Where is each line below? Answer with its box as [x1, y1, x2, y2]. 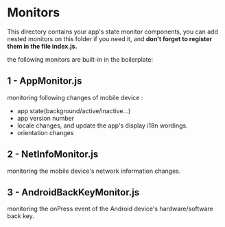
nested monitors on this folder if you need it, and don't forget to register [7, 34, 213, 43]
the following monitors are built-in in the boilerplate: [7, 55, 154, 63]
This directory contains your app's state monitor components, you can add [7, 27, 218, 36]
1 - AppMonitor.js [7, 75, 82, 87]
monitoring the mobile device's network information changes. [7, 167, 181, 175]
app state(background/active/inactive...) [16, 106, 131, 115]
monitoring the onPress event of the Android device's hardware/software [7, 204, 214, 213]
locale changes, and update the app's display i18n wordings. [16, 121, 188, 130]
